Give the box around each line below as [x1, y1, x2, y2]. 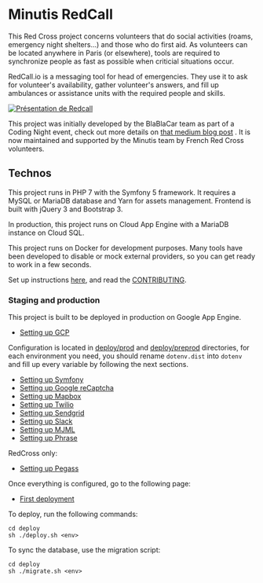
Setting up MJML [19, 425, 76, 434]
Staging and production [8, 295, 100, 306]
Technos [8, 167, 53, 180]
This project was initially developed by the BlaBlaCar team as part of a [8, 119, 235, 128]
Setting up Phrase [19, 434, 78, 443]
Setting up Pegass [19, 464, 79, 473]
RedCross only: [8, 449, 57, 458]
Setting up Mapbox [19, 391, 82, 401]
